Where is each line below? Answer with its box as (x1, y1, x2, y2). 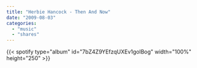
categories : (6, 20, 37, 26)
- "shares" (12, 32, 40, 38)
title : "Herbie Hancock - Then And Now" (6, 8, 111, 15)
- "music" (12, 25, 37, 32)
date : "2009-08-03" (6, 15, 56, 21)
